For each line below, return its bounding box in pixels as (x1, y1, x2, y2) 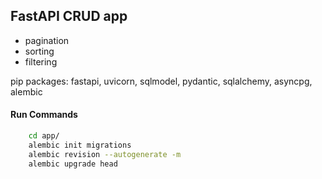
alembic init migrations (28, 140, 132, 150)
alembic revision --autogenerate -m (28, 149, 182, 159)
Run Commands (10, 109, 78, 121)
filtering (24, 55, 58, 68)
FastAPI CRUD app (10, 8, 128, 25)
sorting (24, 45, 55, 57)
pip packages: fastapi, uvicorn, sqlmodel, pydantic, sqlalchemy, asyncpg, (10, 75, 313, 87)
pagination (24, 34, 70, 46)
